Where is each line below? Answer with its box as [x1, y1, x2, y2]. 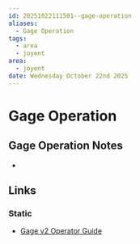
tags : [8, 34, 27, 43]
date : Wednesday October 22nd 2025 [8, 72, 129, 80]
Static [8, 208, 32, 219]
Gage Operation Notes [8, 139, 124, 153]
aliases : [8, 19, 38, 27]
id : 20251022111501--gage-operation [8, 11, 132, 20]
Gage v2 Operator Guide [19, 226, 103, 236]
